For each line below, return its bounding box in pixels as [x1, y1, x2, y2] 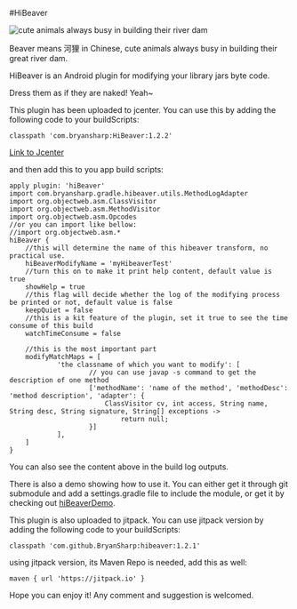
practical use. [9, 252, 66, 260]
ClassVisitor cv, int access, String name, [104, 399, 269, 408]
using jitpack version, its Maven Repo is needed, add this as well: [9, 557, 247, 567]
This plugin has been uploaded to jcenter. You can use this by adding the [9, 105, 277, 115]
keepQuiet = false [25, 306, 93, 315]
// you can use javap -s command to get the [88, 368, 256, 377]
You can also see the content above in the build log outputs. [9, 461, 229, 472]
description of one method [9, 376, 109, 385]
